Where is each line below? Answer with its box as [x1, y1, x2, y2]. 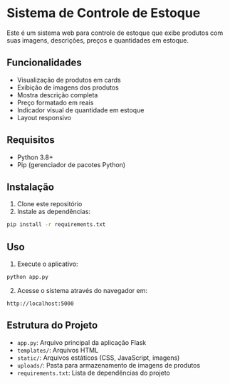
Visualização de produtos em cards [16, 75, 122, 84]
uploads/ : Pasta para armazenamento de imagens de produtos [16, 361, 201, 369]
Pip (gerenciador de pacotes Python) [16, 160, 126, 169]
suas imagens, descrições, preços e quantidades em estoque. [6, 36, 189, 44]
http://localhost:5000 [6, 300, 74, 307]
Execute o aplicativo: [16, 260, 79, 268]
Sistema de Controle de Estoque [6, 5, 201, 21]
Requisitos [6, 134, 55, 146]
